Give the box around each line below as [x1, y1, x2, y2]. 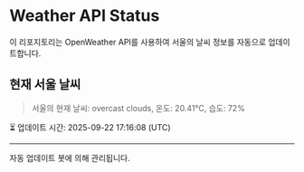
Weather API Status [9, 5, 160, 26]
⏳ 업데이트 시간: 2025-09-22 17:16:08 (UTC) [9, 121, 171, 132]
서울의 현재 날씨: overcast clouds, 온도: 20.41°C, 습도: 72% [31, 102, 246, 113]
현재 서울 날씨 [9, 77, 81, 92]
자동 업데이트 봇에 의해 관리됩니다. [9, 152, 130, 163]
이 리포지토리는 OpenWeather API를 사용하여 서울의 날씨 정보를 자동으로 [9, 36, 267, 47]
